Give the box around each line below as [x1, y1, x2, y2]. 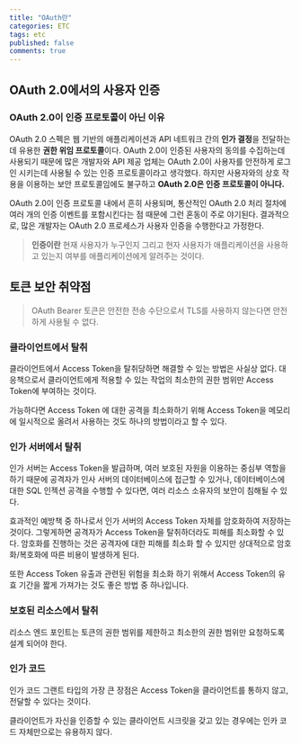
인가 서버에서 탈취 [9, 440, 83, 453]
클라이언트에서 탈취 [9, 341, 88, 354]
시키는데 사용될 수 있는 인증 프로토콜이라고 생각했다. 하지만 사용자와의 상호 [18, 167, 280, 178]
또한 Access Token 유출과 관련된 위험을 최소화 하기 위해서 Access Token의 [9, 569, 277, 579]
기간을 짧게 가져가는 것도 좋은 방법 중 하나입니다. [18, 579, 189, 590]
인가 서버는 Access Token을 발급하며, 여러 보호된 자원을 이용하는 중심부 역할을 [9, 462, 287, 473]
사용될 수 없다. [48, 316, 99, 327]
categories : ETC [9, 22, 70, 31]
